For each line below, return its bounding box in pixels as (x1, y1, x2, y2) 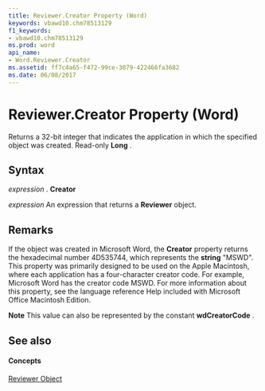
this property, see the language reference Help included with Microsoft (8, 286, 241, 296)
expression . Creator (8, 184, 76, 194)
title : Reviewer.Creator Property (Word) (8, 11, 148, 20)
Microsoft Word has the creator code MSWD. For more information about (8, 278, 247, 288)
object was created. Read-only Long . (8, 140, 132, 150)
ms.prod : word (8, 41, 56, 49)
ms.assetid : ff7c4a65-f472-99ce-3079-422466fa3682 (8, 64, 180, 72)
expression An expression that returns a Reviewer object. (8, 200, 197, 210)
